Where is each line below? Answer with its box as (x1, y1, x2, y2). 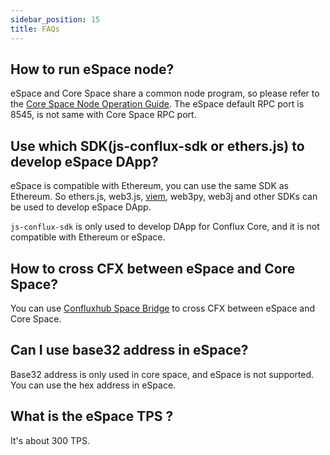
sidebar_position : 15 (10, 14, 101, 25)
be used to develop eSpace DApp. (10, 201, 152, 213)
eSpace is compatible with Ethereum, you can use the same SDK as (10, 180, 290, 192)
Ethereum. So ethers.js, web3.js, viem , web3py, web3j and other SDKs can (10, 191, 318, 203)
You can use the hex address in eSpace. (10, 379, 177, 391)
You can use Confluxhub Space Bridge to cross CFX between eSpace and (10, 302, 316, 314)
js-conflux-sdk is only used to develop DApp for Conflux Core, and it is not (10, 221, 320, 233)
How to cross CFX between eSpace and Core (10, 260, 296, 277)
